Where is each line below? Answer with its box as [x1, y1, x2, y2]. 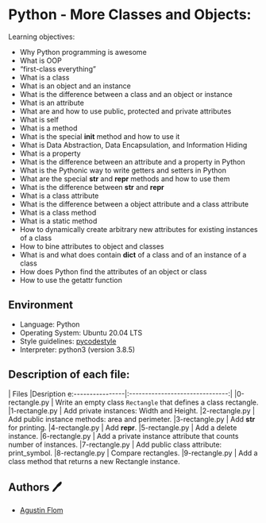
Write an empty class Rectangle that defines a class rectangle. [55, 397, 259, 407]
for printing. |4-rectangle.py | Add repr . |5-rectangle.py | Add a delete [8, 423, 237, 432]
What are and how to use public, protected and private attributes [19, 106, 232, 116]
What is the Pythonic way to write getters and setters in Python [19, 165, 226, 175]
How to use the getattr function [19, 275, 123, 285]
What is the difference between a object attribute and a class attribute [19, 199, 249, 208]
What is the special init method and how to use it [19, 131, 180, 141]
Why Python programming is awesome [19, 47, 147, 56]
